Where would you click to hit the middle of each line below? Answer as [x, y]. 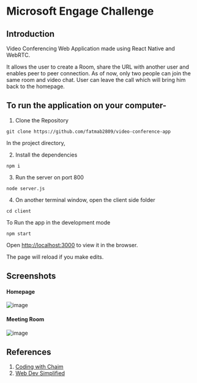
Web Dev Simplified [40, 373]
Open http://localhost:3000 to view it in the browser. [72, 245]
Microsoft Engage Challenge [80, 11]
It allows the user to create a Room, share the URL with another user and [98, 67]
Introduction [31, 34]
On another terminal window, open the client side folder [85, 199]
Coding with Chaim [39, 367]
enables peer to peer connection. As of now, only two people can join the [98, 73]
